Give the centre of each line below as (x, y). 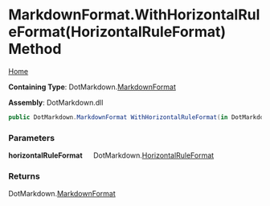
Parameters (31, 138)
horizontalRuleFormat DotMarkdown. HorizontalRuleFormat (111, 155)
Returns (24, 176)
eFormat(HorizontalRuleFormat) (117, 32)
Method (35, 49)
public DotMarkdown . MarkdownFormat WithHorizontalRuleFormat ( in (118, 117)
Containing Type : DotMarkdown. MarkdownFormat (92, 87)
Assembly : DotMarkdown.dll (56, 102)
